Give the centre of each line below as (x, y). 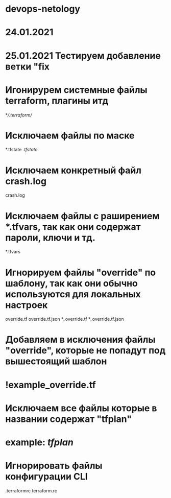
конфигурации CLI (46, 477)
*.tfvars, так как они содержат (73, 227)
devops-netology (43, 9)
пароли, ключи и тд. (51, 238)
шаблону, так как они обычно (71, 283)
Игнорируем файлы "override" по (81, 272)
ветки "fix (28, 66)
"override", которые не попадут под (86, 351)
